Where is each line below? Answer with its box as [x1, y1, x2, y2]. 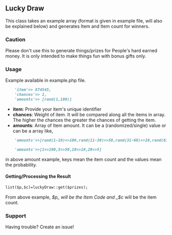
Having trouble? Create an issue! [5, 224, 74, 230]
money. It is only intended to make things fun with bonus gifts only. [5, 53, 146, 59]
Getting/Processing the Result [5, 174, 71, 180]
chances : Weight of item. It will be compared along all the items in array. [12, 112, 166, 118]
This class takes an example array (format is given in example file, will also [5, 17, 163, 24]
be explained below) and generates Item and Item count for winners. [5, 23, 150, 29]
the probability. [5, 161, 37, 168]
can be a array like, [12, 128, 53, 134]
